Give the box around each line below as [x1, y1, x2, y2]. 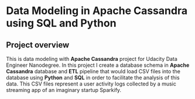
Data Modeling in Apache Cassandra [6, 4, 188, 18]
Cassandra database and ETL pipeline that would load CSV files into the [6, 68, 180, 74]
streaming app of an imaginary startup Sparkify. [6, 87, 122, 93]
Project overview [6, 40, 70, 50]
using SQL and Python [6, 16, 117, 30]
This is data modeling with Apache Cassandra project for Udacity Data [6, 56, 177, 62]
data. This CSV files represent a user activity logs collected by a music [6, 80, 177, 87]
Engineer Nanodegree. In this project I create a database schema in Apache [6, 62, 190, 69]
